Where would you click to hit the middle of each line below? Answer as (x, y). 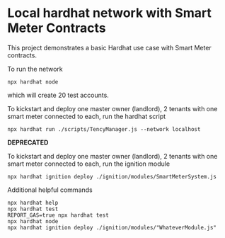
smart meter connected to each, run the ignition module (89, 164)
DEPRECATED (28, 142)
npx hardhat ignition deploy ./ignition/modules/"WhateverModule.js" (112, 227)
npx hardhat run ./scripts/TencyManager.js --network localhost (104, 129)
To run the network (35, 69)
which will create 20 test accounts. (58, 95)
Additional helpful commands (50, 190)
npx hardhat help (33, 203)
